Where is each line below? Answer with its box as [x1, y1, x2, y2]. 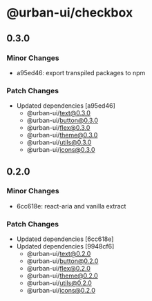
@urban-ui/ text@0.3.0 [26, 109, 91, 117]
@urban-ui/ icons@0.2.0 [26, 287, 96, 295]
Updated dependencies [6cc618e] [16, 235, 114, 243]
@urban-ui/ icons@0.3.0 [26, 146, 95, 154]
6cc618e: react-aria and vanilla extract [16, 202, 126, 210]
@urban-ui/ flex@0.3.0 [26, 124, 91, 132]
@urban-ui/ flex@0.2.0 [26, 264, 91, 273]
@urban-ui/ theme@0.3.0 [26, 131, 98, 139]
